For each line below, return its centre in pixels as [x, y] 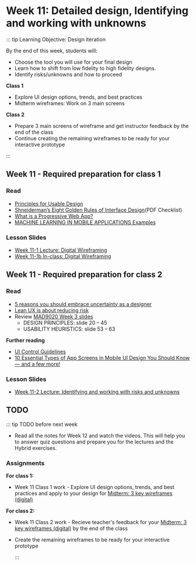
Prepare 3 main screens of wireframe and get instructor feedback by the [101, 126]
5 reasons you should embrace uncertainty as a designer [83, 304]
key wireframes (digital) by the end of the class [71, 528]
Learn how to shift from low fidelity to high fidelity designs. [85, 68]
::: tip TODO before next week [42, 424]
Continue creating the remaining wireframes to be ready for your [92, 138]
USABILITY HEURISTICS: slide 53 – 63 [69, 329]
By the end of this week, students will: [52, 50]
